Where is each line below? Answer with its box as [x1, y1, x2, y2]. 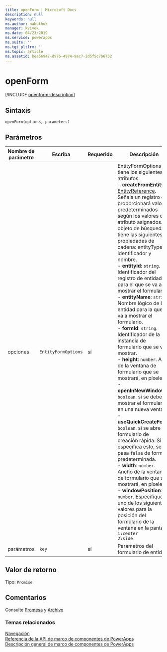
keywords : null [5, 16, 37, 21]
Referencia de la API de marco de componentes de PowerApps [5, 636, 134, 642]
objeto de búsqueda [117, 225, 165, 232]
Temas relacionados [5, 619, 56, 626]
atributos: [117, 175, 140, 182]
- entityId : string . [117, 262, 161, 269]
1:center [117, 530, 138, 536]
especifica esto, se [117, 443, 162, 450]
